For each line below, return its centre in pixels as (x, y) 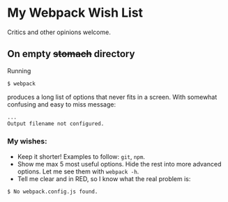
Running (19, 70)
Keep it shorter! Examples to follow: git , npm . (81, 156)
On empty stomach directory (71, 54)
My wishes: (27, 141)
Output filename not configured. (56, 123)
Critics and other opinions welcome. (59, 32)
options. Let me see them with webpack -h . (78, 171)
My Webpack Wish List (75, 13)
